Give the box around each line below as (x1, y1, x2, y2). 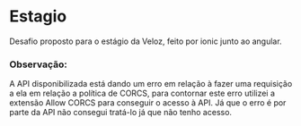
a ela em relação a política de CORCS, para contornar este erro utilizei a (9, 88, 276, 99)
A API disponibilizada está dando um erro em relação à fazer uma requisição (9, 79, 293, 89)
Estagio (9, 6, 67, 27)
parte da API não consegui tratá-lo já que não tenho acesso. (9, 107, 232, 118)
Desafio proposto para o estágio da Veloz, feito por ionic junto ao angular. (9, 36, 282, 46)
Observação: (9, 58, 67, 71)
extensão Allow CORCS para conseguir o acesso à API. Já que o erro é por (9, 97, 287, 108)
